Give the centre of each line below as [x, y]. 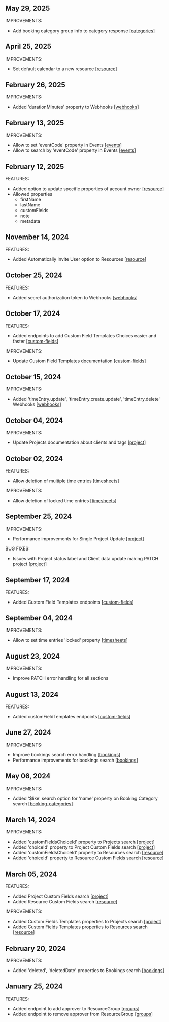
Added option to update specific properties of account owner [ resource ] [88, 189]
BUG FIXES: [18, 548]
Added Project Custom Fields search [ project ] [60, 896]
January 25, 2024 [34, 987]
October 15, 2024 [33, 377]
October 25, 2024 [34, 276]
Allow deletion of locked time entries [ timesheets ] [64, 500]
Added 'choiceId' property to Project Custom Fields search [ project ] [84, 847]
